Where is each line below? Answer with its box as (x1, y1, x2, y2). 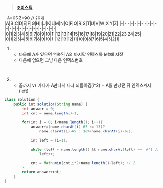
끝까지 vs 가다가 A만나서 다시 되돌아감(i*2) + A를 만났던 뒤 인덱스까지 (18, 82, 151, 88)
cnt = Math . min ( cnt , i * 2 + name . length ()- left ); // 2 (30, 161, 136, 166)
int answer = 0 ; (22, 106, 55, 111)
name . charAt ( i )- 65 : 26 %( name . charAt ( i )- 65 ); (39, 129, 133, 134)
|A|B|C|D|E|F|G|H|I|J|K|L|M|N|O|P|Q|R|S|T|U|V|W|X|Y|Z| (4, 20, 119, 26)
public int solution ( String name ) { (13, 102, 88, 107)
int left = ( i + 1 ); (30, 138, 68, 143)
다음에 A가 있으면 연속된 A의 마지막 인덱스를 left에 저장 (18, 51, 124, 57)
